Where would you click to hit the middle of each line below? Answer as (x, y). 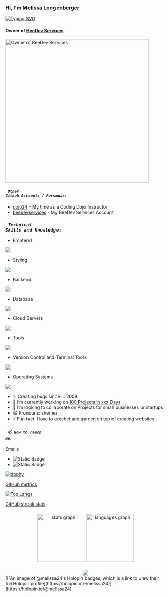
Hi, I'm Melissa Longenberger (43, 8)
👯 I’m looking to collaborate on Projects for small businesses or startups (88, 407)
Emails (12, 449)
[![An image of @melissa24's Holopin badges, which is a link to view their (82, 578)
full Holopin (17, 584)
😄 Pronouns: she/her (35, 413)
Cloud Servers (28, 318)
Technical (20, 225)
